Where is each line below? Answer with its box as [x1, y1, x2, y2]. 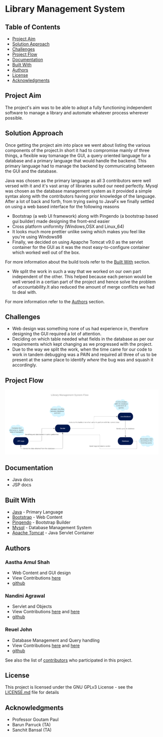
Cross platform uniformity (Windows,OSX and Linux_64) [12, 223, 125, 229]
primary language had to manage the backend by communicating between [5, 163, 155, 169]
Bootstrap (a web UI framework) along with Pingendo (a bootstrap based [12, 213, 158, 219]
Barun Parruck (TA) [12, 722, 51, 728]
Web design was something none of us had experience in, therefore [12, 326, 148, 332]
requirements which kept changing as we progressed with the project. [12, 341, 153, 347]
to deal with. [12, 289, 37, 295]
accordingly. [12, 362, 37, 368]
